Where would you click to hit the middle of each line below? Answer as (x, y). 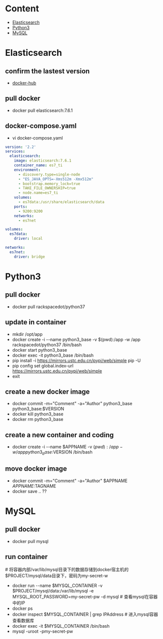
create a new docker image (48, 391)
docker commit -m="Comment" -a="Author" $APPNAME (70, 481)
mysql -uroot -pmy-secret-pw (43, 631)
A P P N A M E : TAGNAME (34, 486)
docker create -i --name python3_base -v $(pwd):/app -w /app (76, 339)
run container (26, 557)
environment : (27, 170)
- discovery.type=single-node (49, 174)
